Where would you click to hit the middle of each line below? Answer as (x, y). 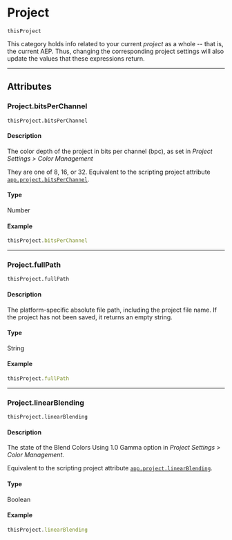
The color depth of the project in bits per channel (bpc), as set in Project (110, 151)
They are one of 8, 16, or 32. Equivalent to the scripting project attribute (109, 172)
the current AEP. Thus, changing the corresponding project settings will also (116, 51)
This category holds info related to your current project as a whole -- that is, (115, 43)
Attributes (29, 87)
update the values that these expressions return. (76, 58)
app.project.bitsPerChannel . (48, 179)
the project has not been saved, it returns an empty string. (90, 317)
